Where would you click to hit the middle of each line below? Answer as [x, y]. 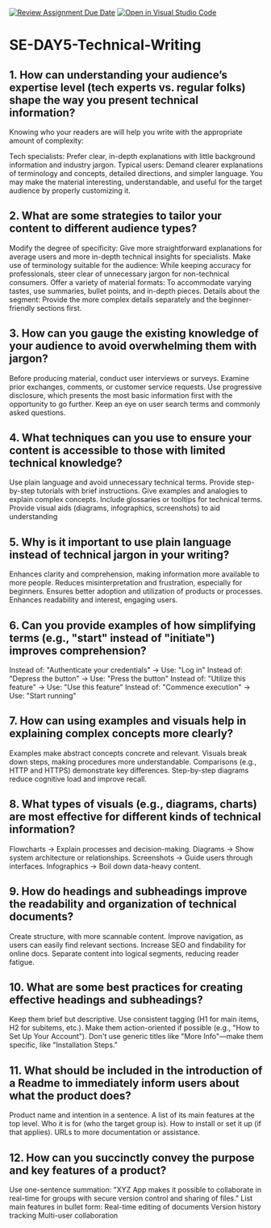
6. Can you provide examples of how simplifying [133, 625]
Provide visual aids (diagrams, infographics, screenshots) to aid [115, 508]
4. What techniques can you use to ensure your [131, 438]
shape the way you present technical [104, 100]
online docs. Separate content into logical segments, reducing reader [124, 953]
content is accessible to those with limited [117, 451]
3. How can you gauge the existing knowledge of [134, 334]
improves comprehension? [78, 650]
